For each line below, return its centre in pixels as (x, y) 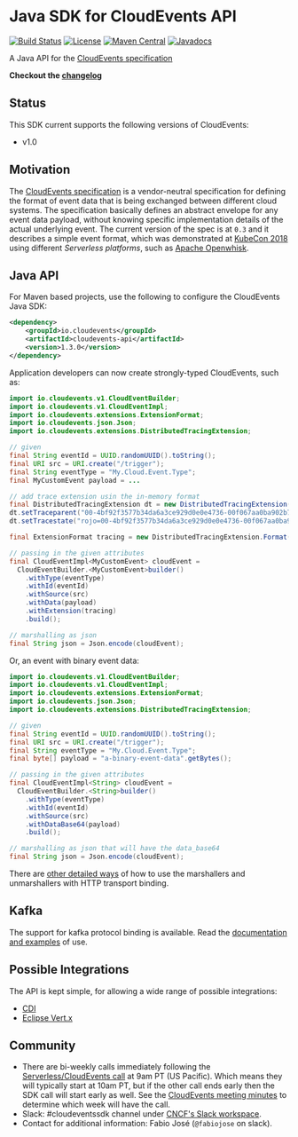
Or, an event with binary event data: (74, 660)
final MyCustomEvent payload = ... (75, 480)
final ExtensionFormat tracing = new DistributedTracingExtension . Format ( (150, 537)
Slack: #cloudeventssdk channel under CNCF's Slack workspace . (141, 1114)
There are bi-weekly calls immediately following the (116, 1067)
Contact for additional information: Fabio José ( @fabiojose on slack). (147, 1124)
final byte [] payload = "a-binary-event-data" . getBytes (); (121, 759)
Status (28, 103)
